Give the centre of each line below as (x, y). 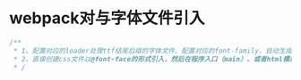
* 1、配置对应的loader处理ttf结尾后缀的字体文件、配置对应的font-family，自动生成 (153, 51)
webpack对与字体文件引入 (107, 18)
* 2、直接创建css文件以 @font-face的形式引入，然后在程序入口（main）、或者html (148, 59)
